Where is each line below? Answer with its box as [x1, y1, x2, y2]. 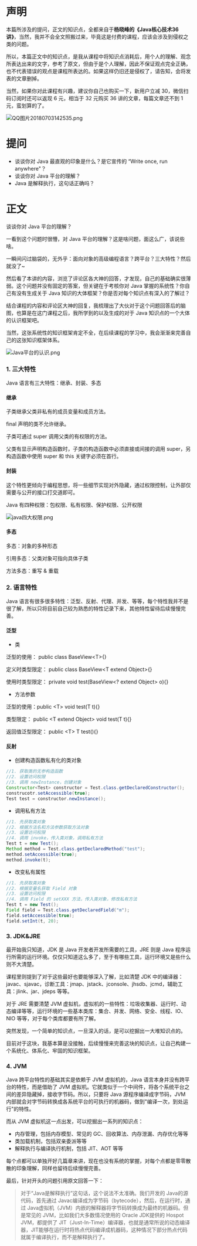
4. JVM [6, 1062, 28, 1070]
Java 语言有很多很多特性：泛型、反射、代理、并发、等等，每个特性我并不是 [6, 598, 189, 605]
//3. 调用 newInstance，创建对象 [6, 779, 81, 785]
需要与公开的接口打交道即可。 [6, 489, 78, 496]
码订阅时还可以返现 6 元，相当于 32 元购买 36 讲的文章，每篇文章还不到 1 [6, 94, 184, 101]
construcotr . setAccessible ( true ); [6, 790, 91, 796]
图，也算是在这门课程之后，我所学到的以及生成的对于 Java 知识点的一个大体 [6, 309, 191, 316]
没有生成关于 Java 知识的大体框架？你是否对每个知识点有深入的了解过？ [16, 290, 191, 297]
